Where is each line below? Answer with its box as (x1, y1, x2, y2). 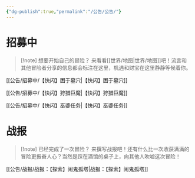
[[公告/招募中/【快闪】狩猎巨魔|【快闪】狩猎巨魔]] (6, 89, 128, 96)
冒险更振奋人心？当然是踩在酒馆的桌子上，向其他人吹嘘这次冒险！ (20, 153, 181, 160)
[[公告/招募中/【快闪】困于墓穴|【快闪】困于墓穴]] (6, 76, 128, 83)
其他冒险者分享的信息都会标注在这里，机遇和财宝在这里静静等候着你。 (20, 64, 191, 71)
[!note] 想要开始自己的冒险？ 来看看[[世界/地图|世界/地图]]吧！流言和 (20, 57, 187, 64)
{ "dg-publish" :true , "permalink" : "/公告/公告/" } (6, 8, 122, 15)
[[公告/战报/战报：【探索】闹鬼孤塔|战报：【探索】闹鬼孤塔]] (6, 165, 148, 172)
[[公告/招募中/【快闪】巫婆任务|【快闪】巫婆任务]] (6, 102, 128, 109)
